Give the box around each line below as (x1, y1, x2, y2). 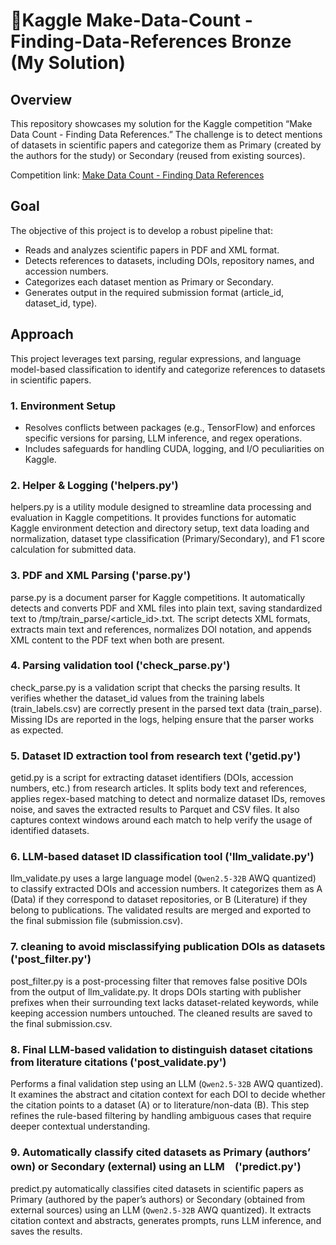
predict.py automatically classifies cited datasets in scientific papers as (10, 1183, 304, 1195)
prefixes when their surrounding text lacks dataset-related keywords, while (10, 996, 319, 1008)
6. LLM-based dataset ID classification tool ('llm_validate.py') (10, 850, 315, 864)
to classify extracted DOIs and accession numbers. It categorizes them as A (10, 883, 323, 895)
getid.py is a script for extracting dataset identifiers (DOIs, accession (10, 772, 294, 784)
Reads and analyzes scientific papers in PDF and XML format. (24, 244, 280, 256)
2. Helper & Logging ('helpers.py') (10, 478, 179, 492)
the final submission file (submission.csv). (10, 915, 183, 927)
